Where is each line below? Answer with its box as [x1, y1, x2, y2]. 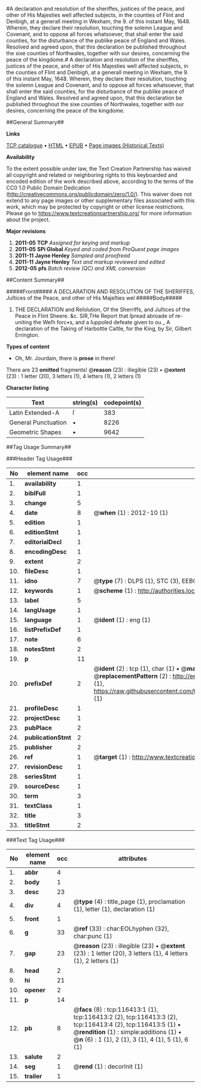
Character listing [6, 384, 49, 391]
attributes [118, 854, 147, 863]
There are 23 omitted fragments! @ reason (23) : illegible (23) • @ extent [6, 366, 185, 373]
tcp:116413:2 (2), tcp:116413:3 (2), [74, 1013, 178, 1021]
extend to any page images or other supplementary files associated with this [6, 197, 195, 204]
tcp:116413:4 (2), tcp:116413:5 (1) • [74, 1020, 181, 1029]
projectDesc [25, 714, 60, 722]
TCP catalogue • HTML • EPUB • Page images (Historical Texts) [6, 142, 165, 149]
